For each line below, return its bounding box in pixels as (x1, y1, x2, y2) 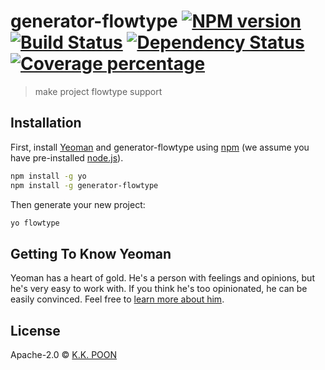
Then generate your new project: (10, 198, 146, 210)
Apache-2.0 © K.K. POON (10, 349, 118, 360)
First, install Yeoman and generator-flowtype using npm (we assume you (10, 141, 310, 153)
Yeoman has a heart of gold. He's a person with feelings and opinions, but (10, 272, 315, 284)
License (10, 322, 61, 339)
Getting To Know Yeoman (10, 245, 172, 262)
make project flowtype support (34, 85, 163, 97)
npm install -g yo (10, 171, 87, 181)
